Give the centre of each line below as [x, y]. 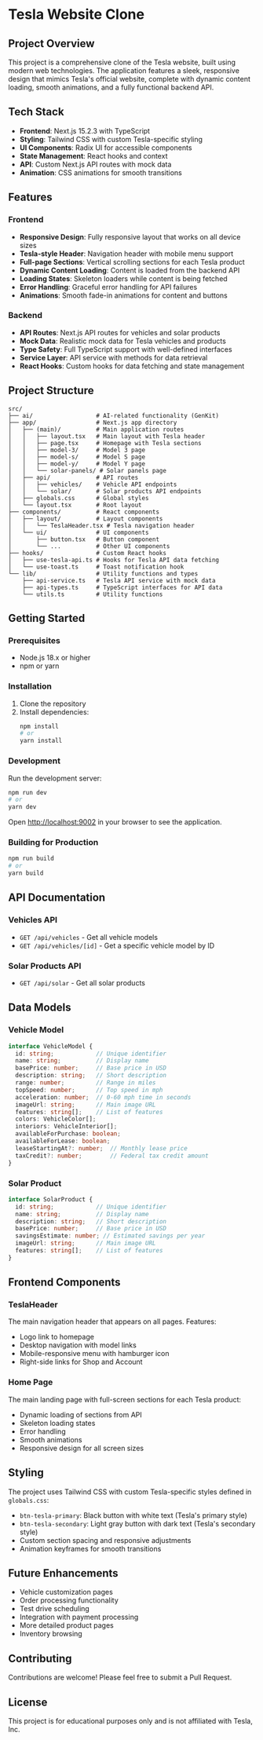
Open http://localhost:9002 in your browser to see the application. [115, 822]
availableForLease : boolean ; [63, 1141]
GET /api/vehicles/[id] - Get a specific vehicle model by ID [117, 945]
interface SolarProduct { [50, 1199]
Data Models [40, 1008]
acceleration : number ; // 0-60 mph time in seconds [103, 1097]
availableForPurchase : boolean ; [68, 1134]
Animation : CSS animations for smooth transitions [101, 172]
